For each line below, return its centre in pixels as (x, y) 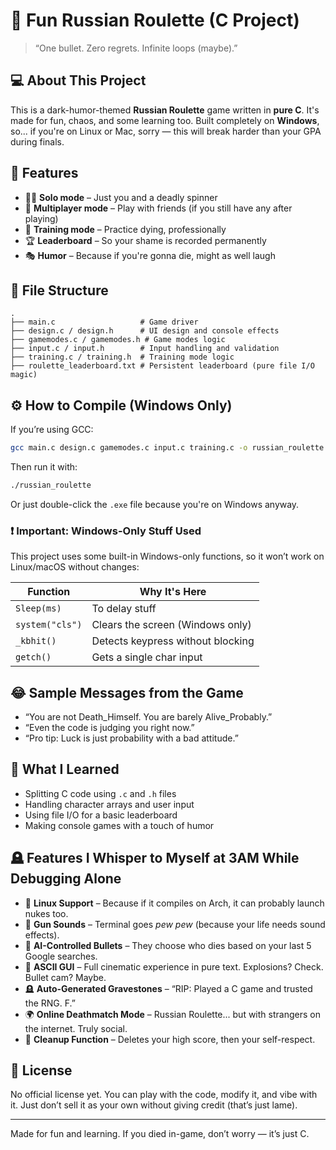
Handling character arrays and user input (109, 804)
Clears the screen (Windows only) (171, 625)
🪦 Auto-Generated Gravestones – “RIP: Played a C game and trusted (168, 988)
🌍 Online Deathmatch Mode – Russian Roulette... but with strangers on (172, 1014)
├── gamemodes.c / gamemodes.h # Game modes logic (118, 340)
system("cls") (49, 625)
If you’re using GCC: (52, 430)
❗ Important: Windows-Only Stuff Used (106, 531)
